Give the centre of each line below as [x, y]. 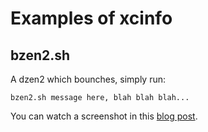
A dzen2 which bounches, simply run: [88, 79]
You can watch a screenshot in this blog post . [104, 116]
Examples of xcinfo [91, 18]
